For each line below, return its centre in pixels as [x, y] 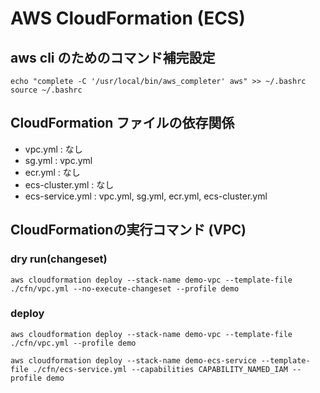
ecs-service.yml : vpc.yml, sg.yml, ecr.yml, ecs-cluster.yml [146, 196]
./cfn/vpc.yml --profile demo [73, 343]
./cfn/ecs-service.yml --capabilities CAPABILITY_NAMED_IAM [160, 369]
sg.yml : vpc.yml [58, 160]
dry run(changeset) [59, 259]
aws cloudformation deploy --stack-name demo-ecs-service [133, 360]
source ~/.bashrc [46, 90]
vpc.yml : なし [53, 149]
